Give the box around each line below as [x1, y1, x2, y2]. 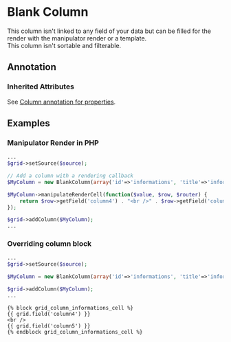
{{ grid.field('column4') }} [7, 310, 91, 317]
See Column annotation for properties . [7, 98, 116, 106]
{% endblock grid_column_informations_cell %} [7, 328, 143, 335]
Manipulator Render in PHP [7, 138, 100, 148]
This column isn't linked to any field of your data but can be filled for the [7, 27, 212, 35]
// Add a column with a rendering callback [7, 172, 134, 179]
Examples [7, 117, 50, 129]
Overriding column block [7, 239, 92, 249]
